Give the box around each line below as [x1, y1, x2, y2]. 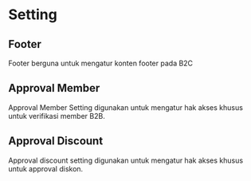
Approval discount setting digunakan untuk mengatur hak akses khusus [8, 155, 244, 165]
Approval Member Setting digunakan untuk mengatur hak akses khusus [8, 102, 243, 112]
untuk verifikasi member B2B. [8, 111, 105, 120]
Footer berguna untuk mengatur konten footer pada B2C [8, 58, 194, 68]
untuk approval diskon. [8, 163, 84, 173]
